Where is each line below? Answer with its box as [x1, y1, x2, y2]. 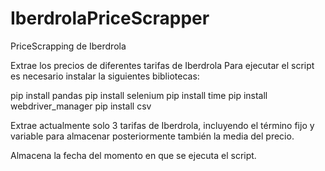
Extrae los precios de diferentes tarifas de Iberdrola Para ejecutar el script [10, 59, 315, 71]
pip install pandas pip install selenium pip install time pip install [10, 89, 268, 101]
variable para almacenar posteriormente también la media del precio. [10, 130, 295, 142]
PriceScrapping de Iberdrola [10, 40, 127, 52]
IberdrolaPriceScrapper [10, 7, 210, 30]
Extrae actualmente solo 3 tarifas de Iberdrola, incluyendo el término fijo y [10, 119, 315, 131]
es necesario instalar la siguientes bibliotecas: [10, 70, 200, 82]
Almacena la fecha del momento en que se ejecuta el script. [10, 149, 257, 161]
